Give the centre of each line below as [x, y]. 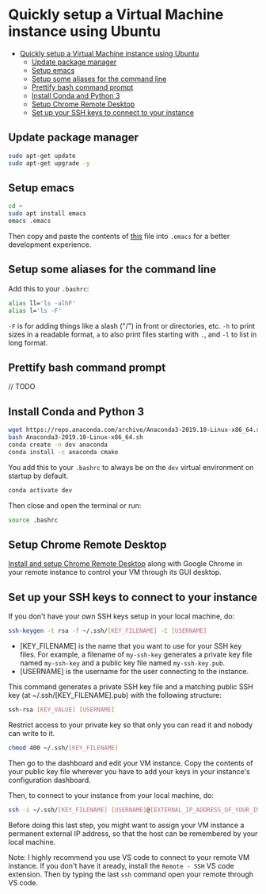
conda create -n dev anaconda [58, 445]
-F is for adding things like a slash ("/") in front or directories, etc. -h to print [132, 326]
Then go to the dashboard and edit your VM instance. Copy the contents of [131, 763]
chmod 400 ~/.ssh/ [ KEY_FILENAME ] [63, 748]
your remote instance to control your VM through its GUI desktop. [115, 572]
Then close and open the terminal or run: [75, 505]
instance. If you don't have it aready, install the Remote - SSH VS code [122, 865]
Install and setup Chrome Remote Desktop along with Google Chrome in [125, 564]
